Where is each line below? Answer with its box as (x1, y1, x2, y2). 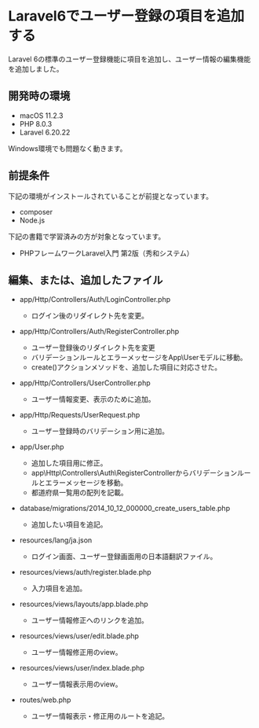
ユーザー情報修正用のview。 (31, 648, 122, 657)
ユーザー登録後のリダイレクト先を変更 (31, 343, 155, 352)
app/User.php (19, 442, 64, 452)
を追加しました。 (8, 64, 64, 73)
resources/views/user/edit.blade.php (19, 631, 140, 641)
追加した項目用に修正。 (31, 458, 108, 468)
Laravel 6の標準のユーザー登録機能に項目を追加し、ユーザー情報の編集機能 (8, 54, 251, 64)
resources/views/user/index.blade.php (19, 664, 145, 673)
